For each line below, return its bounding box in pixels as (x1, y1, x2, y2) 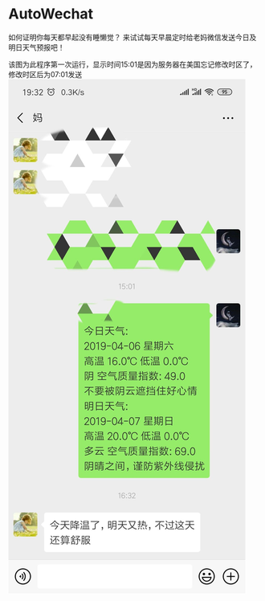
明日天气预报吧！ (8, 42, 65, 52)
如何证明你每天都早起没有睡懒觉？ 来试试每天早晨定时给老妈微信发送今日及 (8, 32, 257, 42)
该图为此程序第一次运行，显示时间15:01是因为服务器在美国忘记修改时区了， (8, 59, 257, 69)
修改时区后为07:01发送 (8, 69, 83, 79)
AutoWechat (8, 5, 94, 23)
